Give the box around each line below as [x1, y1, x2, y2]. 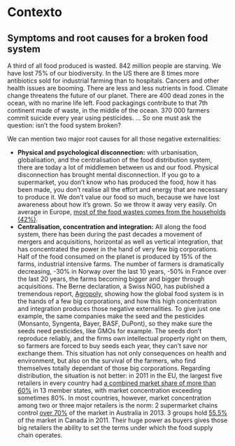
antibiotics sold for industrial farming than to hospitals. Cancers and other [7, 76, 220, 85]
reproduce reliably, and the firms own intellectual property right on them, [17, 334, 227, 342]
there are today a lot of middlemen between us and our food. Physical [17, 163, 219, 172]
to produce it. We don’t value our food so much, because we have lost [17, 193, 220, 201]
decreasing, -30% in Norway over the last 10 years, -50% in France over [17, 267, 227, 275]
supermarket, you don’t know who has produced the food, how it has [17, 178, 217, 186]
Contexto [7, 4, 63, 20]
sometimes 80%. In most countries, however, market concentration [17, 393, 212, 402]
